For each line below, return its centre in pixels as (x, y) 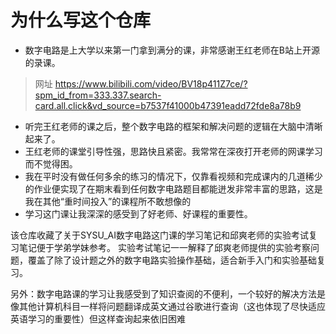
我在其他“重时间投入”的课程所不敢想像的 (108, 201)
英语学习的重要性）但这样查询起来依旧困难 (98, 318)
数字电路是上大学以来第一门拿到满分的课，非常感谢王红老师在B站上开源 (172, 50)
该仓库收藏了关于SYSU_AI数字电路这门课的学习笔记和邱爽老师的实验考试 (159, 235)
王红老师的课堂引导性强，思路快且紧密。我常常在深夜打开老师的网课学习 (173, 151)
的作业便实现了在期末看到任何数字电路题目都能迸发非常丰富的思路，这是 (173, 188)
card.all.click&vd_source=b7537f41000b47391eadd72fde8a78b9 (168, 105)
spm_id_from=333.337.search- (98, 95)
